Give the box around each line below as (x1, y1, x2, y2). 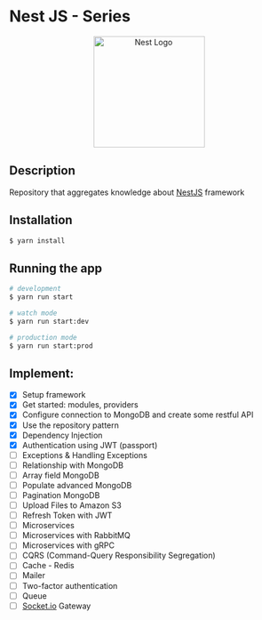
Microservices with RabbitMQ (21, 530, 131, 541)
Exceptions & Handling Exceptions (21, 449, 148, 460)
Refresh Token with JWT (21, 510, 113, 521)
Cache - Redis (21, 560, 75, 571)
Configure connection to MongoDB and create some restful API (21, 409, 254, 420)
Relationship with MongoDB (21, 460, 124, 471)
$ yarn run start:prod (9, 341, 93, 350)
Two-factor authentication (21, 580, 118, 591)
